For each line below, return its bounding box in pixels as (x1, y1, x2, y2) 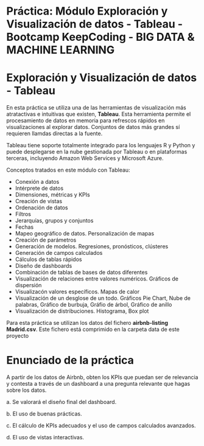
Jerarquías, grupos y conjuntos (15, 217, 94, 225)
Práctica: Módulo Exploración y (6, 4, 168, 18)
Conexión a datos (15, 178, 60, 186)
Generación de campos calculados (15, 249, 103, 257)
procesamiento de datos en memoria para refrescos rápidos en (6, 117, 165, 124)
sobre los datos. (6, 386, 47, 394)
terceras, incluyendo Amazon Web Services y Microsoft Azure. (6, 155, 164, 162)
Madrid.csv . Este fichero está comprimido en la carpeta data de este (6, 326, 180, 333)
